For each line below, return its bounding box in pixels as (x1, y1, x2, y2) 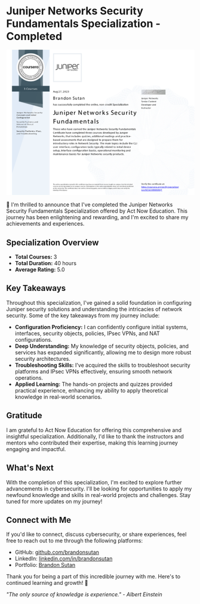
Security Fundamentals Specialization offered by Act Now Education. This (6, 207, 188, 214)
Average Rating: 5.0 (14, 266, 65, 273)
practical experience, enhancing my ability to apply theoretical (14, 387, 168, 394)
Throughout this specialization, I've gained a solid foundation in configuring (6, 299, 192, 306)
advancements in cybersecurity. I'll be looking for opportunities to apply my (6, 485, 192, 492)
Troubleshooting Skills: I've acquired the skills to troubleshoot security (14, 361, 191, 369)
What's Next (6, 463, 54, 473)
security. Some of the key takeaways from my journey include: (6, 312, 160, 319)
